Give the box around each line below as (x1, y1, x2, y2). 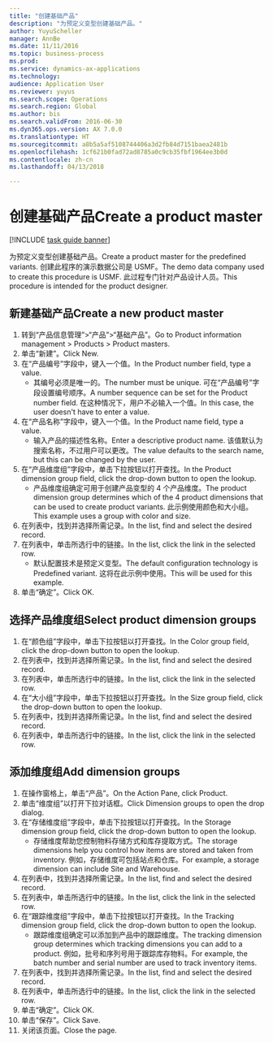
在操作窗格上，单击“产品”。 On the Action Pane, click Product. (20, 788, 228, 798)
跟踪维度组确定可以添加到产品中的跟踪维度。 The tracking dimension (32, 929, 262, 939)
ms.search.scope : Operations (9, 95, 108, 103)
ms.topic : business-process (9, 50, 105, 58)
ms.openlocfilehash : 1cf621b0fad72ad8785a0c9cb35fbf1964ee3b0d (9, 148, 228, 156)
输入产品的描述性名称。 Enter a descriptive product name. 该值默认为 (32, 435, 263, 445)
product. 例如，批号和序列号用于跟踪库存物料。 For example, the (32, 948, 249, 959)
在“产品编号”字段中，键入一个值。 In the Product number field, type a (20, 358, 251, 368)
